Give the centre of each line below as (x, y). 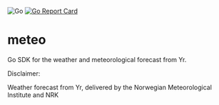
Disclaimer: (24, 73)
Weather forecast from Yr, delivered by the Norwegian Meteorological (110, 87)
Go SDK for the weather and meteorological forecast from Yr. (97, 59)
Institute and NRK (33, 95)
